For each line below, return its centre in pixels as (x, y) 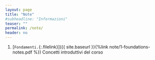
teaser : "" (16, 24)
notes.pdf (22, 52)
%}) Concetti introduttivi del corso (68, 52)
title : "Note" (20, 14)
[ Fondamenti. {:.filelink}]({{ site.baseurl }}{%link (60, 47)
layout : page (19, 10)
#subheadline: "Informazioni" (37, 19)
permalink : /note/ (24, 28)
